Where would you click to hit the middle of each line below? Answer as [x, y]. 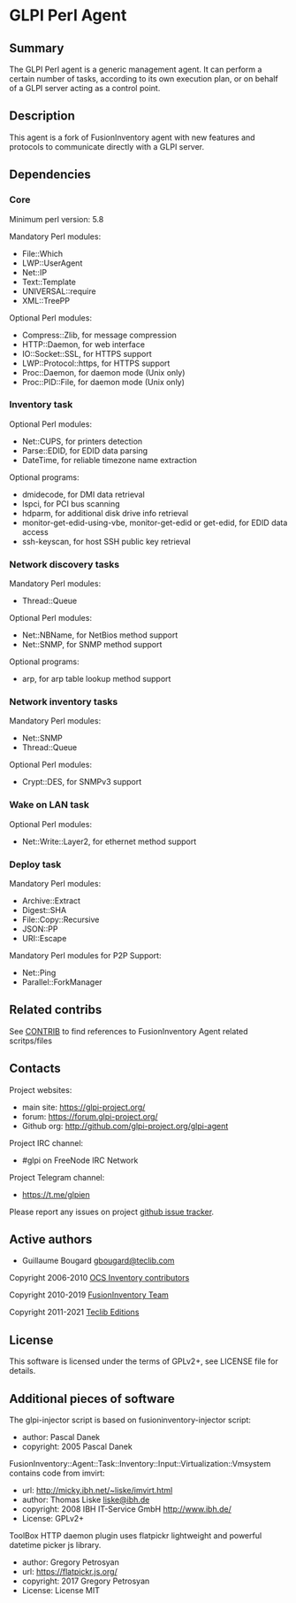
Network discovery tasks [65, 564]
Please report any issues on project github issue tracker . [112, 1212]
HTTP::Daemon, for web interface [83, 344]
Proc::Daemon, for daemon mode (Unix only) [103, 372]
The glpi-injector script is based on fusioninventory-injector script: [130, 1420]
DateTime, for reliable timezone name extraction [109, 460]
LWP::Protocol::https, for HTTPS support [96, 363]
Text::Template [49, 282]
